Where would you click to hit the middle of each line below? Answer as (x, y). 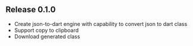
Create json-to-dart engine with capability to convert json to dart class (101, 24)
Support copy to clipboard (46, 30)
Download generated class (47, 36)
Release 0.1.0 (31, 10)
